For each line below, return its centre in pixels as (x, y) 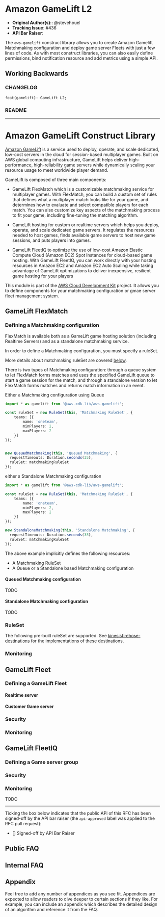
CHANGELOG (21, 88)
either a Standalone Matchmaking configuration (53, 476)
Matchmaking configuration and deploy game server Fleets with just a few (80, 48)
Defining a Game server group (42, 762)
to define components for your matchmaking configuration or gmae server (80, 290)
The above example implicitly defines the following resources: (68, 553)
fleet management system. (32, 296)
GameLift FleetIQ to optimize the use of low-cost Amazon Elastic (77, 250)
